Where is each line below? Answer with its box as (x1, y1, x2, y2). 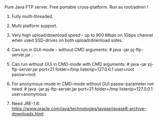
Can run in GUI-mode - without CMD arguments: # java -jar (11, 47, 130, 52)
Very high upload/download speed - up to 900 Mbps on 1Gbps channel (11, 32, 153, 38)
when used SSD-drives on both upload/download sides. (11, 37, 123, 43)
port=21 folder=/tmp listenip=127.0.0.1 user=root (39, 66, 134, 72)
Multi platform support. (11, 23, 58, 29)
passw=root (11, 72, 36, 77)
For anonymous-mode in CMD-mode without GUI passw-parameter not (11, 81, 154, 87)
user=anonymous (11, 91, 47, 97)
